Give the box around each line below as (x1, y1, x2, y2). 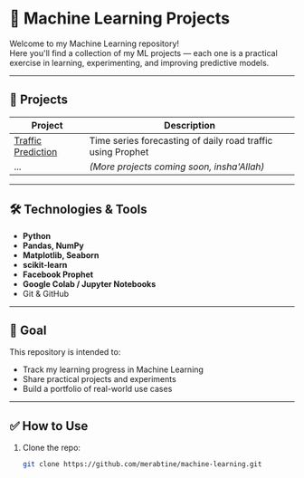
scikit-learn (22, 259, 68, 270)
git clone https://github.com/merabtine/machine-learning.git (22, 460, 262, 469)
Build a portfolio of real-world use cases (22, 384, 173, 395)
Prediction (14, 145, 58, 158)
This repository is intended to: (9, 347, 121, 358)
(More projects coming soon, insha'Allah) (89, 160, 265, 173)
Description (164, 119, 215, 131)
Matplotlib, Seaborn (22, 249, 100, 261)
